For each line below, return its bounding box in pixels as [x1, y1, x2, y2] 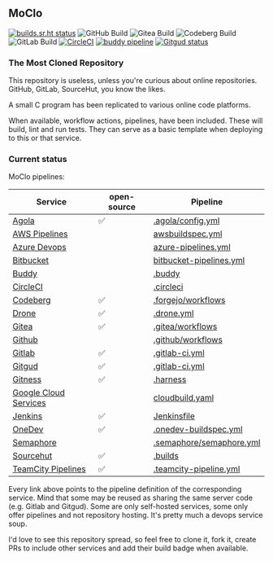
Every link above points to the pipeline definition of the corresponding [8, 484, 242, 494]
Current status [8, 154, 67, 165]
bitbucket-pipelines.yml [153, 255, 245, 266]
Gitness [12, 374, 42, 385]
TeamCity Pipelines [12, 463, 87, 475]
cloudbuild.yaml [153, 392, 214, 404]
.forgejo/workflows [153, 295, 226, 306]
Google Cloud [12, 387, 65, 398]
